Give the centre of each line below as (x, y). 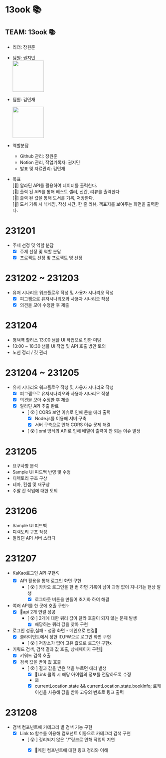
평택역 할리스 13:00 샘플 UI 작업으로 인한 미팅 (57, 340)
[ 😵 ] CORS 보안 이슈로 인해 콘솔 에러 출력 (69, 412)
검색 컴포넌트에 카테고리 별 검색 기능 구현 (52, 727)
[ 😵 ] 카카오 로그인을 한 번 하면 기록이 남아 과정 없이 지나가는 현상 (91, 587)
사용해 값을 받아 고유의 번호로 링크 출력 (86, 692)
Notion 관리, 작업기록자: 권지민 (50, 162)
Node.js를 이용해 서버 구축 (61, 419)
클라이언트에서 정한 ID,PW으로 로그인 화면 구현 (65, 637)
